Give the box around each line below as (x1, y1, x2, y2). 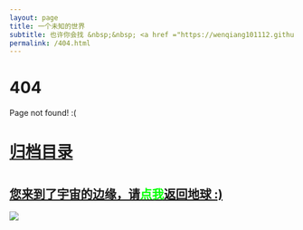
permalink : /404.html (9, 38, 91, 48)
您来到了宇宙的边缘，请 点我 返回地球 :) (9, 187, 223, 202)
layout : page (9, 13, 59, 23)
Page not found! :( (9, 108, 77, 119)
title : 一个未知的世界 (9, 22, 86, 31)
